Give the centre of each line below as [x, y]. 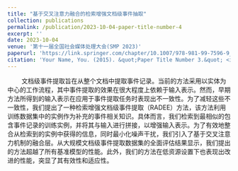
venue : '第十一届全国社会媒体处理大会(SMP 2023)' [74, 47]
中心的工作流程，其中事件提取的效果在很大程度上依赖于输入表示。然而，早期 [119, 90]
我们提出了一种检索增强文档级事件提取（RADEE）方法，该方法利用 [129, 107]
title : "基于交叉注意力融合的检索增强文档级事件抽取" [77, 14]
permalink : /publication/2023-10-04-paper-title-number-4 [95, 27]
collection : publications [45, 20]
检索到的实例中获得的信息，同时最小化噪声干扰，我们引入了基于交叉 [119, 134]
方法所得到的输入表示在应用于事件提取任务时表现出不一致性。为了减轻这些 [116, 98]
